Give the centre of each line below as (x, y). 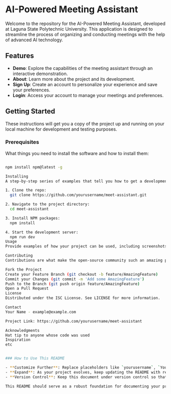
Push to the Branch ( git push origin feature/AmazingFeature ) (73, 284)
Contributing (19, 256)
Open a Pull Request (27, 289)
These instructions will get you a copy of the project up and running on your (85, 124)
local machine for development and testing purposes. (61, 129)
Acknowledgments (22, 330)
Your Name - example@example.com (41, 312)
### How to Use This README (35, 358)
